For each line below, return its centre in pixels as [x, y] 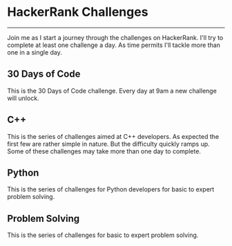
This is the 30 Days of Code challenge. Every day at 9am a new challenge [112, 91]
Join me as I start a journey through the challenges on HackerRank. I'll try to [115, 37]
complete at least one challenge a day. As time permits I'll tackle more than [114, 45]
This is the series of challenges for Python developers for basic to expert [111, 189]
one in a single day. [35, 52]
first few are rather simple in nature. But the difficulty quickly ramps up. [109, 144]
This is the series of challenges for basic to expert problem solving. [103, 235]
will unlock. [23, 98]
